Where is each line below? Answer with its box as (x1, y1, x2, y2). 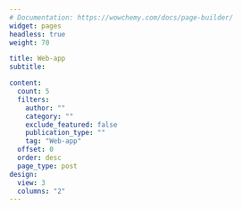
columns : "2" (17, 187, 66, 196)
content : (9, 79, 42, 88)
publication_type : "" (25, 129, 105, 138)
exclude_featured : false (25, 120, 118, 130)
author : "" (25, 104, 66, 113)
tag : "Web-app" (25, 137, 82, 146)
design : (9, 170, 38, 179)
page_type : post (17, 162, 78, 171)
